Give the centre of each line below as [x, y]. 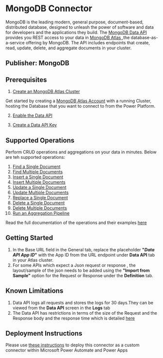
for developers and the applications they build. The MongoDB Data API [76, 32]
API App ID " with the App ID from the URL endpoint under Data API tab [83, 255]
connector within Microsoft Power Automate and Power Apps [67, 350]
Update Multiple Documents [41, 192]
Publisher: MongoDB [37, 63]
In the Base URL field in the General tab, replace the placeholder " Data [83, 249]
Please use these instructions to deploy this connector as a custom [73, 345]
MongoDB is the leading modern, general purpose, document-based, [74, 22]
